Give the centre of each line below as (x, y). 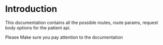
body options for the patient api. (38, 27)
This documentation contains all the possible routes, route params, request (82, 22)
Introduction (31, 9)
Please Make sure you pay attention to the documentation (64, 37)
